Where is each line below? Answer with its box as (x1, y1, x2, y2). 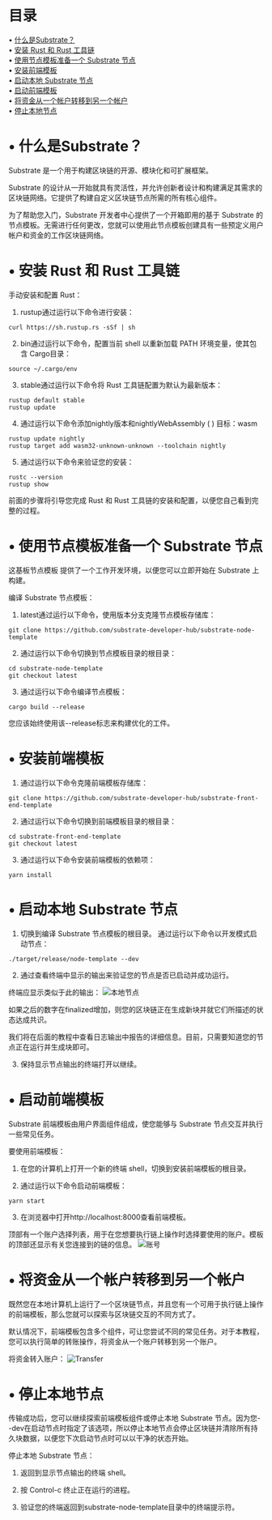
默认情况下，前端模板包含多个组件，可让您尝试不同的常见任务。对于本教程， (8, 1326, 264, 1336)
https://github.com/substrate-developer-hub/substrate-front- (44, 794, 259, 802)
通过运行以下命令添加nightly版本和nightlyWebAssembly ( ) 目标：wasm (19, 418, 257, 428)
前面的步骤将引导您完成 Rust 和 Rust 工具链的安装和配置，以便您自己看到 (8, 495, 253, 505)
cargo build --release (8, 703, 85, 711)
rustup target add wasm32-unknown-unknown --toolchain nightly (8, 441, 227, 449)
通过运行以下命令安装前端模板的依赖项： (19, 854, 155, 864)
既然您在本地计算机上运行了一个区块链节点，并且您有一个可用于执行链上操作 (8, 1299, 264, 1309)
